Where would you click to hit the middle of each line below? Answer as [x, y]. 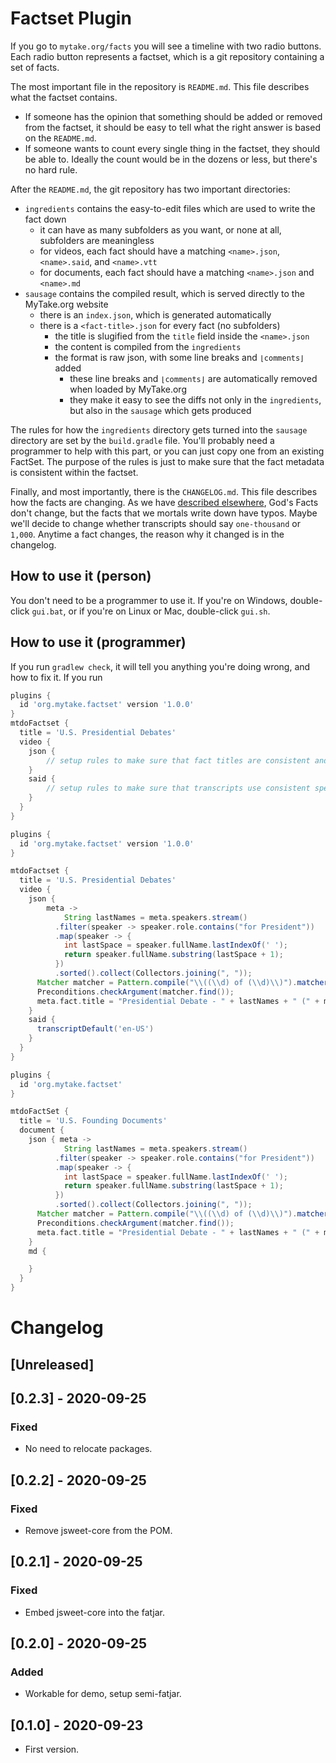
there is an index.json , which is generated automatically [155, 314]
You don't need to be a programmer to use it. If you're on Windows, [149, 600]
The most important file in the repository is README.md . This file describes [160, 86]
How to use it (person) [81, 576]
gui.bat [47, 612]
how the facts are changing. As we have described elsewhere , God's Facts [164, 502]
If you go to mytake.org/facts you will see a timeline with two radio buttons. [166, 46]
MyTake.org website [66, 304]
